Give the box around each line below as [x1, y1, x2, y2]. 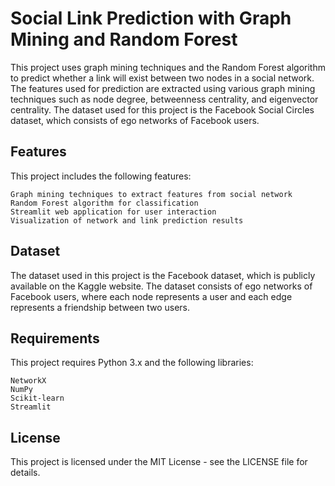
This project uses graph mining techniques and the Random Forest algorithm [10, 61, 326, 73]
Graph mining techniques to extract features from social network [10, 189, 293, 199]
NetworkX [10, 376, 47, 386]
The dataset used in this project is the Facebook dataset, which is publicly [10, 269, 316, 281]
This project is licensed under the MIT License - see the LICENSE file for [10, 456, 308, 468]
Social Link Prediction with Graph [10, 7, 292, 30]
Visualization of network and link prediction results [10, 215, 244, 226]
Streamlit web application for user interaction [10, 207, 217, 217]
